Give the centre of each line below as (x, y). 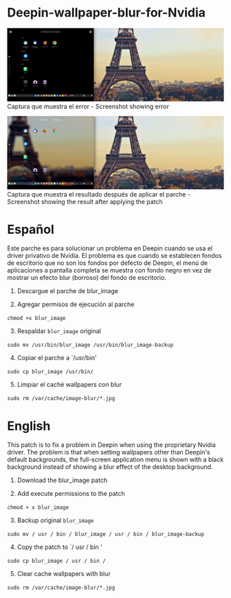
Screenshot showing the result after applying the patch (85, 201)
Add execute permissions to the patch (71, 494)
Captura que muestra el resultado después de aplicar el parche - (99, 194)
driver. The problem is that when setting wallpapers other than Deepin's (109, 452)
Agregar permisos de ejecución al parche (76, 304)
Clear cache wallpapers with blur (64, 574)
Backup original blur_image (55, 520)
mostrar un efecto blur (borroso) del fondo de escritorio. (87, 278)
